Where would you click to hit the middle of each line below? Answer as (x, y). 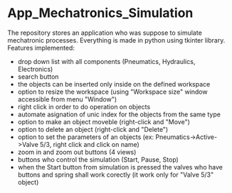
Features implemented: (41, 48)
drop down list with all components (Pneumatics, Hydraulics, (106, 61)
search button (38, 77)
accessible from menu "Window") (67, 99)
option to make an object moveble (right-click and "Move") (104, 121)
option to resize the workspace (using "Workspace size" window (112, 92)
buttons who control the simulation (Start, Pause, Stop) (98, 159)
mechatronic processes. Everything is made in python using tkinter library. (116, 40)
